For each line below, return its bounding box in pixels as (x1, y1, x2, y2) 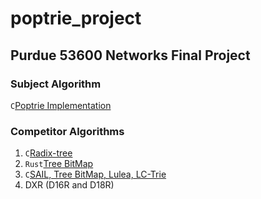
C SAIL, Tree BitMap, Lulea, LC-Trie (24, 168, 167, 181)
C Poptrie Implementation (10, 99, 112, 111)
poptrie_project (10, 7, 142, 30)
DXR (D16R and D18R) (24, 179, 115, 191)
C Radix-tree (24, 147, 73, 159)
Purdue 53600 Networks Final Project (10, 47, 251, 64)
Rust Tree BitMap (24, 158, 94, 170)
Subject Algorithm (10, 77, 102, 91)
